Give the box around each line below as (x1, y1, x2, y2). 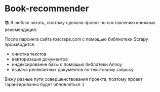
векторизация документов (11, 56, 68, 62)
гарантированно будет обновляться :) (4, 81, 85, 87)
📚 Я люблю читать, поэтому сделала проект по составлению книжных (4, 19, 156, 25)
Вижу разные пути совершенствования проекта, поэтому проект (4, 76, 143, 82)
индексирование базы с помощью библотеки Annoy (11, 61, 122, 67)
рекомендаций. (4, 27, 38, 32)
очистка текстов (11, 51, 46, 57)
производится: (4, 41, 36, 47)
